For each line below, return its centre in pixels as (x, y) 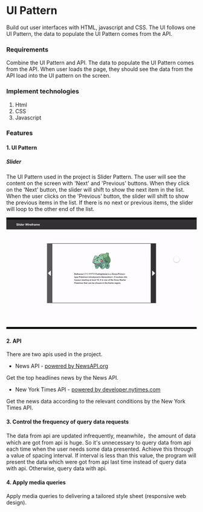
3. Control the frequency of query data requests (68, 422)
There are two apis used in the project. (54, 354)
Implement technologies (43, 92)
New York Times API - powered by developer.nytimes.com (88, 389)
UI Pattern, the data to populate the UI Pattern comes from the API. (89, 33)
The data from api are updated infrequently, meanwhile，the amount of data (101, 436)
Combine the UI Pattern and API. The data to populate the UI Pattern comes (100, 63)
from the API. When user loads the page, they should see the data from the (100, 69)
